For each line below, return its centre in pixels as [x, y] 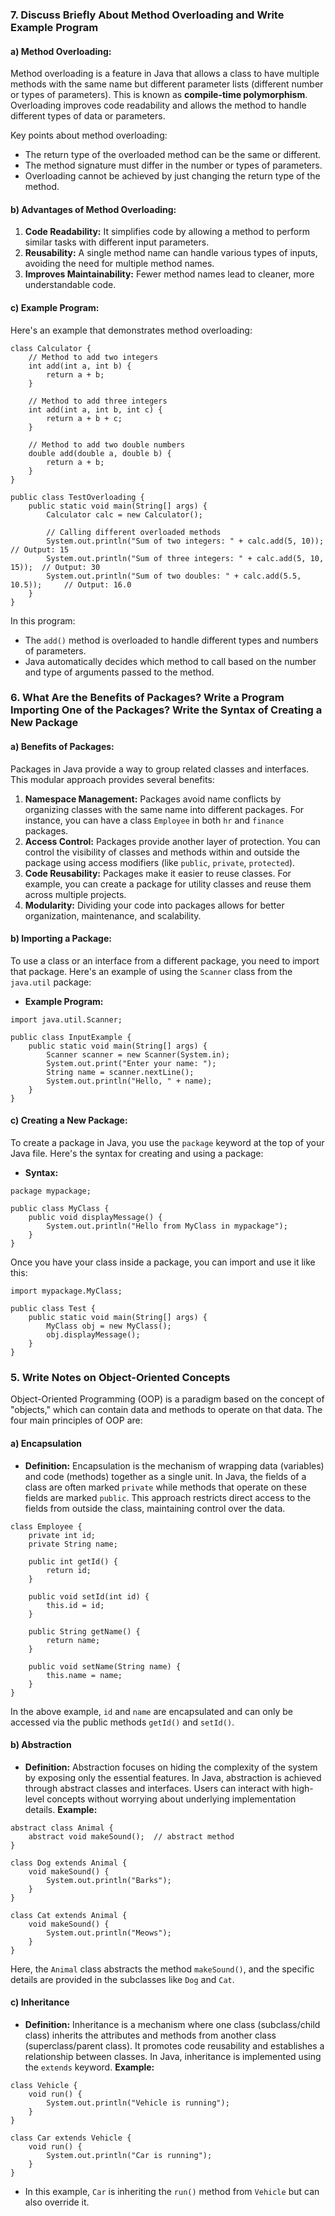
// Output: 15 [40, 549]
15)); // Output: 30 [55, 567]
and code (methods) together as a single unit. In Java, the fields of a [165, 1476]
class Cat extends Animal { [69, 1915]
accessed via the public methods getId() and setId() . [122, 1722]
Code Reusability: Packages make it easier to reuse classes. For [158, 873]
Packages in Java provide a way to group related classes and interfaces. [160, 769]
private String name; [73, 1544]
